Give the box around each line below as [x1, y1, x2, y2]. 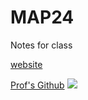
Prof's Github [10, 79, 65, 91]
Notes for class [10, 39, 73, 51]
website [10, 58, 43, 70]
